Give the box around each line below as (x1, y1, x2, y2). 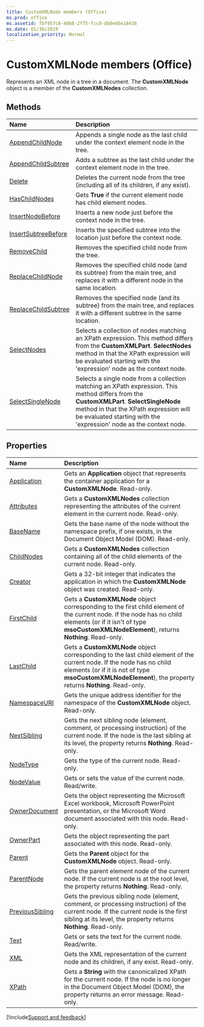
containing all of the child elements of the (64, 552, 182, 561)
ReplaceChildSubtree (9, 305, 70, 313)
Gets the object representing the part (64, 831, 170, 840)
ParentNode (9, 874, 44, 883)
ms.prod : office (6, 15, 47, 21)
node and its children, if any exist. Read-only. (64, 958, 194, 966)
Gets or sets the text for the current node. (64, 932, 182, 940)
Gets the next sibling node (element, (64, 716, 168, 724)
